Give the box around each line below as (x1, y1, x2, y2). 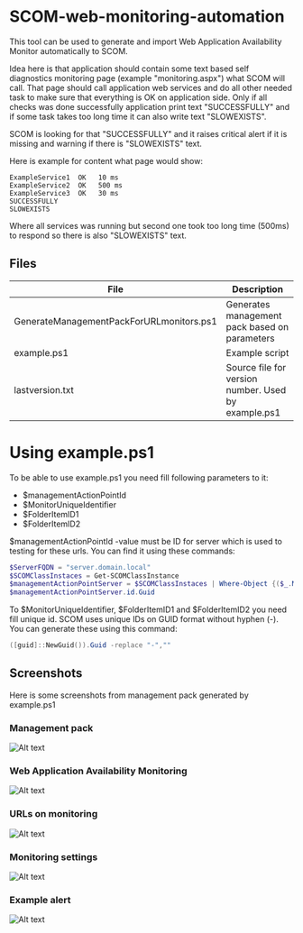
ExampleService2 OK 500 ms (9, 180, 124, 190)
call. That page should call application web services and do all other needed (9, 82, 293, 93)
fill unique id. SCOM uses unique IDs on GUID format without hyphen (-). (9, 614, 280, 625)
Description (231, 282, 284, 295)
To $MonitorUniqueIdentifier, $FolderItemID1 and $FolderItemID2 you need (9, 604, 287, 615)
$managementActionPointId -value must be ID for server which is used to (9, 535, 282, 546)
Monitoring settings (9, 850, 98, 863)
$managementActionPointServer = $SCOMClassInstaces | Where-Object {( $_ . (9, 580, 293, 589)
